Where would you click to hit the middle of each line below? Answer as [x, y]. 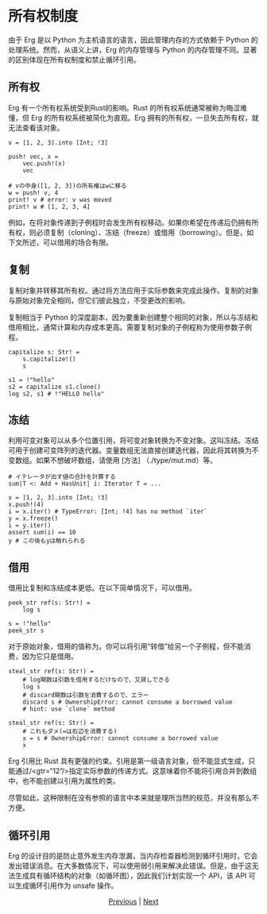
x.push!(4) [26, 505]
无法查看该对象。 [36, 127]
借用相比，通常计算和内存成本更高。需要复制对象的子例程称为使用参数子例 [130, 327]
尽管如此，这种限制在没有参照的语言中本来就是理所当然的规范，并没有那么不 [133, 798]
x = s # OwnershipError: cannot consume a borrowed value [120, 739]
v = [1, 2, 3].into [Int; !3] [58, 143]
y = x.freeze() [33, 519]
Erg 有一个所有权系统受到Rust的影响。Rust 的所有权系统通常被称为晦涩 [124, 107]
